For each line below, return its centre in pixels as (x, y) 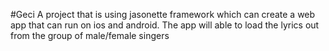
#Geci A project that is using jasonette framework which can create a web (163, 14)
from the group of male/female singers (90, 35)
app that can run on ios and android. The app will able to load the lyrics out (165, 25)
